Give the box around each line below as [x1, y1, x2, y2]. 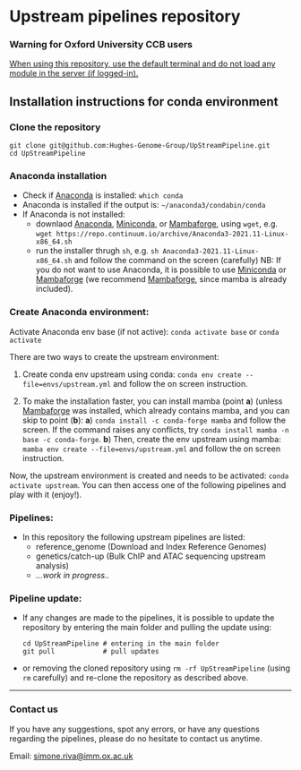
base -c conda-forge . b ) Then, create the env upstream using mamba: [21, 433, 282, 444]
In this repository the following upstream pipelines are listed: [21, 532, 245, 543]
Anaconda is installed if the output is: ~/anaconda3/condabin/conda [21, 200, 266, 210]
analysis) [35, 560, 70, 571]
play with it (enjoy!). [9, 489, 82, 500]
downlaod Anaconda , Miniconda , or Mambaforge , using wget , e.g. [35, 218, 279, 229]
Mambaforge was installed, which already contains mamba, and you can [21, 405, 290, 415]
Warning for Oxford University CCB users [9, 38, 193, 51]
